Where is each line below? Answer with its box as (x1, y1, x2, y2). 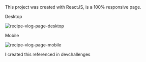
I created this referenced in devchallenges (5, 51, 91, 57)
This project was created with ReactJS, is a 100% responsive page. (5, 4, 142, 10)
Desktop (5, 14, 22, 19)
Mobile (5, 33, 19, 38)
